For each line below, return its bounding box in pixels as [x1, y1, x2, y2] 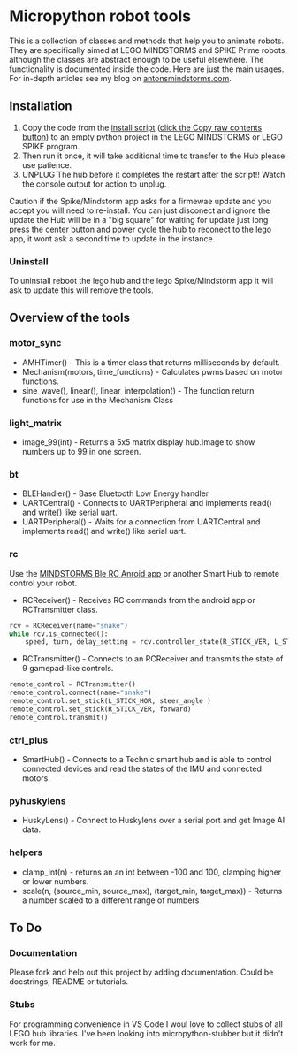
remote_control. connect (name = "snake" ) [9, 688, 152, 698]
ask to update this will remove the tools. [9, 285, 154, 295]
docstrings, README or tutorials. [9, 976, 128, 987]
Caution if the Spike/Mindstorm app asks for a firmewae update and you [9, 195, 272, 206]
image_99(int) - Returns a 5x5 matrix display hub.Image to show [21, 437, 255, 447]
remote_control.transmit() [9, 713, 109, 722]
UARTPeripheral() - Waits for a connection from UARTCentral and [21, 516, 261, 527]
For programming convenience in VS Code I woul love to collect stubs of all [9, 1019, 283, 1029]
